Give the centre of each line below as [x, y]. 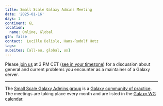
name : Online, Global [31, 32]
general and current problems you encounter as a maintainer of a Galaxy [78, 69]
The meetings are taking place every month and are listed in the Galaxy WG [81, 93]
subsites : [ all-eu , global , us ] [38, 50]
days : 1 [13, 18]
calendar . [14, 99]
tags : [10, 46]
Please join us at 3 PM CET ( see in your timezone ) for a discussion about [78, 64]
